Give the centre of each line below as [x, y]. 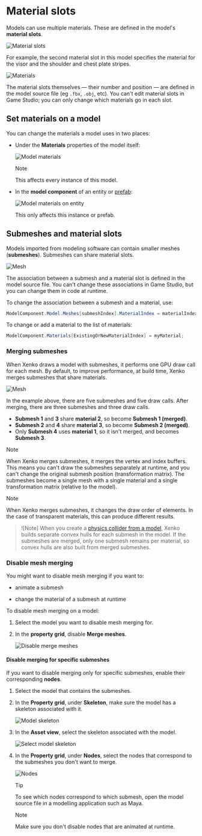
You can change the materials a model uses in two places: [78, 133]
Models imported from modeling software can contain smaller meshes [93, 248]
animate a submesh [39, 587]
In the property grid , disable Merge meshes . [71, 634]
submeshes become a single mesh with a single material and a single [92, 480]
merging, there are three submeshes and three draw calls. [78, 407]
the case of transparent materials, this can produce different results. [91, 516]
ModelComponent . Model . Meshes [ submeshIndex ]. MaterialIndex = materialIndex [102, 313]
